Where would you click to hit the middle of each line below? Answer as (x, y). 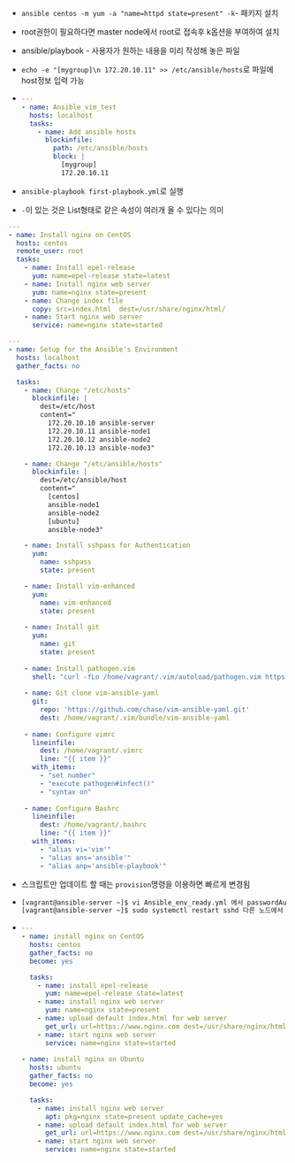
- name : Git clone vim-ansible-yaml (92, 693)
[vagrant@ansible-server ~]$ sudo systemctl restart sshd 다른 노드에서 (152, 911)
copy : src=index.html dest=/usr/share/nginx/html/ (129, 309)
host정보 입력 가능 (53, 81)
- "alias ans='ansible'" (86, 858)
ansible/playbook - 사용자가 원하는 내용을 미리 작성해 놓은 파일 (130, 50)
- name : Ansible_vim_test (68, 107)
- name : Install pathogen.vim (80, 668)
